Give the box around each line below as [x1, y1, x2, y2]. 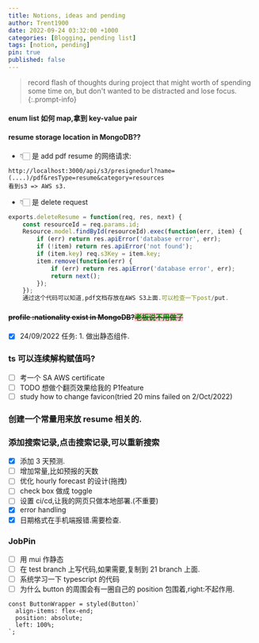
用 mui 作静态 [19, 554, 64, 564]
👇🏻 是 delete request [19, 197, 89, 206]
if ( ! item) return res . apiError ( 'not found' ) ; [36, 243, 193, 251]
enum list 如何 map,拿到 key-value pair [8, 114, 138, 123]
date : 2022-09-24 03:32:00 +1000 [8, 26, 119, 34]
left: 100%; [15, 621, 55, 630]
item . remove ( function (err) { [36, 257, 133, 265]
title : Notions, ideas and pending [8, 11, 126, 20]
